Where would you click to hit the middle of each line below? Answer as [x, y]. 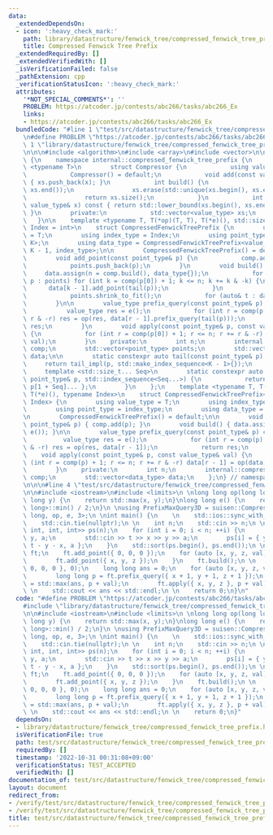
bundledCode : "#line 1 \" [60, 129]
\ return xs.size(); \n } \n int [143, 197]
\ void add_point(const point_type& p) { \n [110, 258]
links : [34, 115]
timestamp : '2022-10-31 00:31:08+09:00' [85, 758]
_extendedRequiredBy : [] [58, 54]
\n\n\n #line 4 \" [52, 485]
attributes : [36, 92]
